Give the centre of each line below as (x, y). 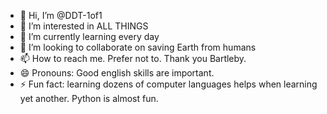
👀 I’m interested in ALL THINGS (84, 26)
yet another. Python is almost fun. (89, 98)
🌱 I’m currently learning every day (89, 36)
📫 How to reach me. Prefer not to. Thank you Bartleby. (133, 58)
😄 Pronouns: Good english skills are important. (117, 73)
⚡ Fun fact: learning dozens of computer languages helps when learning (168, 84)
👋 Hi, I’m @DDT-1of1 (61, 15)
